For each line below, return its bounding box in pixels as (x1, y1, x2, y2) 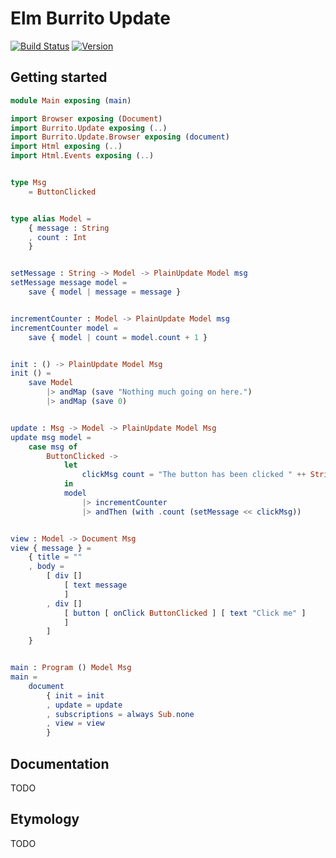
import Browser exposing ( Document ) (10, 113, 163, 124)
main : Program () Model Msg (10, 663, 132, 673)
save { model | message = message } (28, 287, 182, 297)
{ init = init (46, 690, 105, 701)
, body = (28, 562, 65, 572)
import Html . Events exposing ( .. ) (10, 151, 155, 161)
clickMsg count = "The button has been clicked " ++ (81, 470, 307, 480)
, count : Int (28, 232, 87, 242)
